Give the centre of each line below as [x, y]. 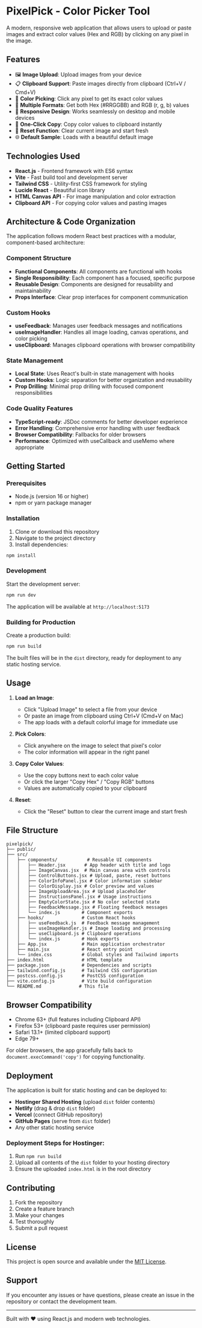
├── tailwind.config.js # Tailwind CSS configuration [82, 971]
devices [25, 117]
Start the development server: [43, 584]
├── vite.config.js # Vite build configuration [79, 981]
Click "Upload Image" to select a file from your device [90, 709]
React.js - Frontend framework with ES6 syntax [74, 171]
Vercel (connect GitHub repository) [59, 1115]
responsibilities [34, 393]
